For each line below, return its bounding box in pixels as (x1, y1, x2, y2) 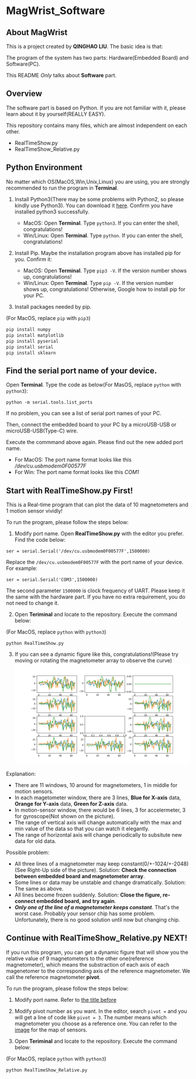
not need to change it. (6, 600, 60, 607)
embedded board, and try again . (36, 897, 116, 905)
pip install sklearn (6, 350, 57, 356)
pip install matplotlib (6, 332, 64, 338)
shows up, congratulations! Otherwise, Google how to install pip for (23, 286, 186, 293)
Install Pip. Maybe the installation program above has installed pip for (14, 249, 181, 256)
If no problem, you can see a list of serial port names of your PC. (6, 410, 162, 417)
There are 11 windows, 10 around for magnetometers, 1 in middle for (14, 781, 178, 788)
